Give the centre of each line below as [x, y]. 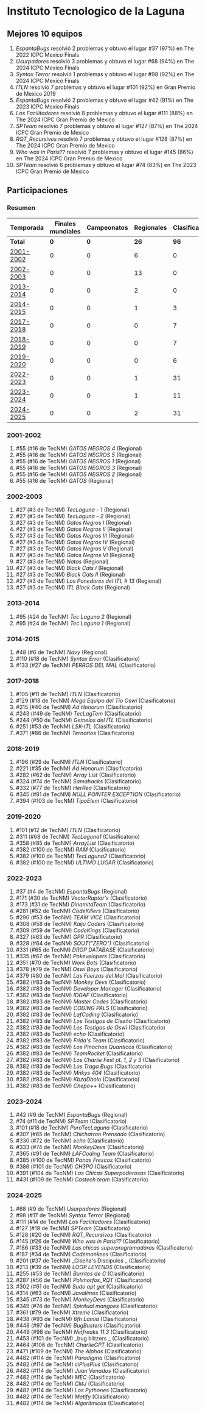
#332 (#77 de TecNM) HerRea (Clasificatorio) [73, 788]
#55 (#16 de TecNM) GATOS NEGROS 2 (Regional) [79, 474]
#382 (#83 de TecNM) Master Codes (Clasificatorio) [82, 1002]
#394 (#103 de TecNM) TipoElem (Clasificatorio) [77, 801]
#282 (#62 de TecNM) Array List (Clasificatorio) [76, 775]
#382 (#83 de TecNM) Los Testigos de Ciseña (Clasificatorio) [93, 1021]
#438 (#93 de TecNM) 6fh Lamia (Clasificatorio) [76, 1319]
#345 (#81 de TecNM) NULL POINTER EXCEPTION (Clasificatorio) [98, 794]
